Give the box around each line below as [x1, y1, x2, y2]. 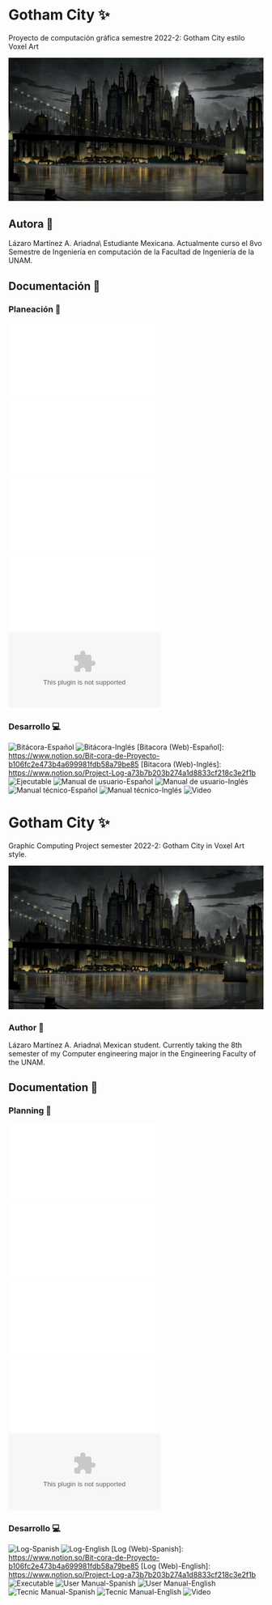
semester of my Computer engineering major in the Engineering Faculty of [8, 1048, 257, 1058]
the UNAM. [8, 1057, 46, 1067]
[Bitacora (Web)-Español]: [136, 742, 224, 752]
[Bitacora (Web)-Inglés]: [140, 759, 222, 770]
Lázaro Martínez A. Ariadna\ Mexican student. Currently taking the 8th [8, 1040, 243, 1050]
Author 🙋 [8, 1021, 45, 1033]
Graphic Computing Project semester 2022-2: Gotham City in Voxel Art [8, 841, 245, 851]
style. [8, 850, 27, 860]
